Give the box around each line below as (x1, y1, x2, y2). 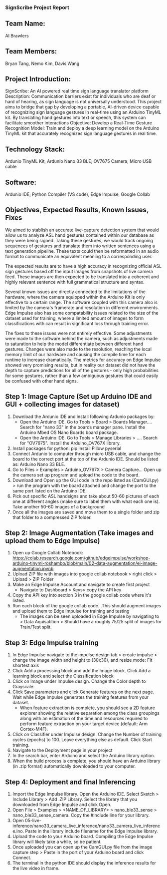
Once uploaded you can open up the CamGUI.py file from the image (12, 844, 153, 850)
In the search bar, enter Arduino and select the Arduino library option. (12, 753, 156, 759)
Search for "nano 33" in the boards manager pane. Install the (19, 424, 146, 430)
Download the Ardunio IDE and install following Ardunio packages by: (12, 414, 155, 420)
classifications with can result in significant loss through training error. (5, 320, 150, 326)
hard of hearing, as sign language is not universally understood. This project (5, 99, 162, 105)
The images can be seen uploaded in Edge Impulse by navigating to (19, 613, 160, 619)
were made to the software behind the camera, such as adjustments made (5, 335, 158, 341)
